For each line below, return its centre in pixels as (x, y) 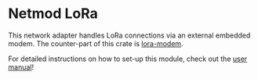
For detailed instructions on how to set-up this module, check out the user (128, 59)
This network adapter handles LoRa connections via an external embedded (129, 35)
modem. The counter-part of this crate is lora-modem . (96, 43)
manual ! (21, 66)
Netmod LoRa (53, 14)
